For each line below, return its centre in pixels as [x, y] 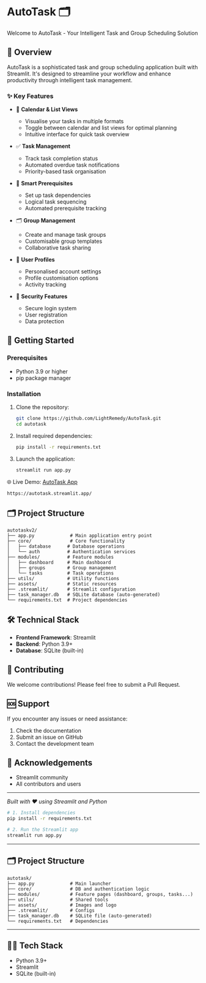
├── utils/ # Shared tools [58, 900]
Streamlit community [42, 778]
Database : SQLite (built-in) [50, 651]
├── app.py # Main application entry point [79, 536]
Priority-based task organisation [65, 172]
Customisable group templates [64, 241]
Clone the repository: [42, 407]
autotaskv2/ [22, 530]
